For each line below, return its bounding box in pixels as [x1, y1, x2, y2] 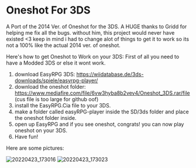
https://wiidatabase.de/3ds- [76, 70, 144, 78]
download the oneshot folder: [14, 83, 86, 90]
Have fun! [14, 133, 39, 140]
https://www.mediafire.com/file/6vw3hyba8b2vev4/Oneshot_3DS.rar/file [14, 89, 190, 96]
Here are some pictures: [6, 145, 64, 152]
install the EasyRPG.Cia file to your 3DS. [14, 102, 111, 109]
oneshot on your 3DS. [14, 127, 68, 134]
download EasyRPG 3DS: [14, 70, 75, 78]
